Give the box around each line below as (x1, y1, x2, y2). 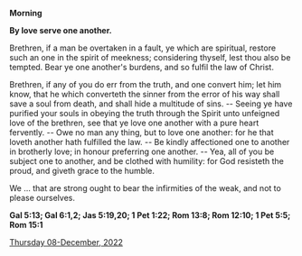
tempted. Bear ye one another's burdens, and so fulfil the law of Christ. (9, 62, 274, 72)
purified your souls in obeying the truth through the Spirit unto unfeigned (9, 108, 280, 118)
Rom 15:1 (9, 220, 43, 230)
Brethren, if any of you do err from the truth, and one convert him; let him (9, 79, 282, 89)
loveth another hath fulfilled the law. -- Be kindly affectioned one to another (9, 137, 290, 147)
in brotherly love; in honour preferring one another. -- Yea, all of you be (9, 146, 275, 157)
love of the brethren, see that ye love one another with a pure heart (9, 117, 260, 128)
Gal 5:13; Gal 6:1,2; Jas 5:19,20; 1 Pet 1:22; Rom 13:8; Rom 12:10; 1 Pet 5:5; (9, 210, 291, 220)
